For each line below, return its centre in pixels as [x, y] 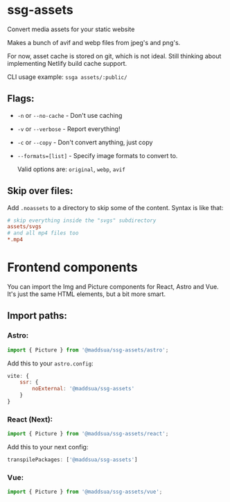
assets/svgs [24, 227]
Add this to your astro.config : [50, 363]
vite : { [18, 376]
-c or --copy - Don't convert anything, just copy [85, 142]
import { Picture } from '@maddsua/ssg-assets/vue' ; [85, 492]
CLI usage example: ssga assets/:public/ [67, 77]
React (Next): [30, 419]
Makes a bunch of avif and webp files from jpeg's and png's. [94, 42]
